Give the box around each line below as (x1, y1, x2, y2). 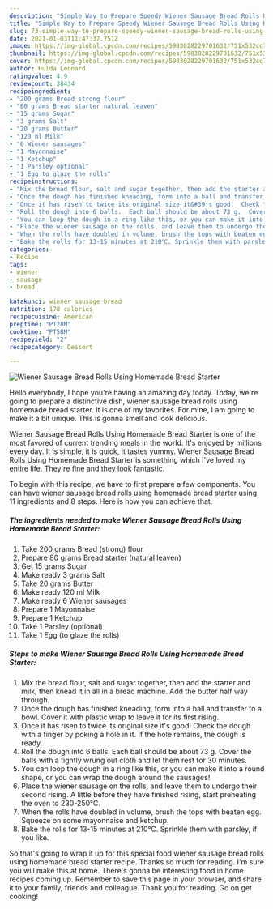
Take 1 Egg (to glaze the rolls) (20, 630, 120, 640)
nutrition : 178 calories (9, 305, 93, 314)
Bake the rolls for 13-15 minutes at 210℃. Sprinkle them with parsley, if (20, 824, 258, 834)
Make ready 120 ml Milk (20, 587, 100, 597)
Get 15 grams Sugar (20, 561, 87, 571)
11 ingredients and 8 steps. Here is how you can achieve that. (9, 497, 213, 506)
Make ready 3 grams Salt (20, 570, 105, 580)
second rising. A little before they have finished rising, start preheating (20, 790, 257, 800)
